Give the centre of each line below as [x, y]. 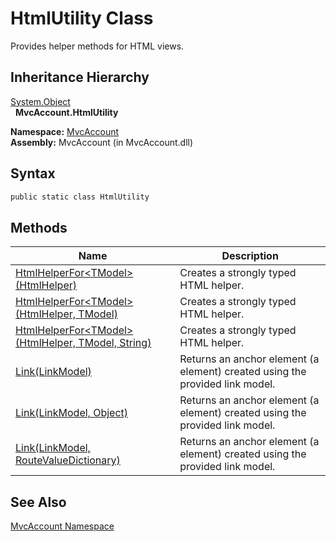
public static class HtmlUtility [80, 197]
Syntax [33, 173]
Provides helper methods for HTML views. [97, 46]
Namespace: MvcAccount [65, 131]
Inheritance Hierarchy [80, 77]
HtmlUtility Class [82, 18]
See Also [38, 502]
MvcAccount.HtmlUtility [66, 112]
